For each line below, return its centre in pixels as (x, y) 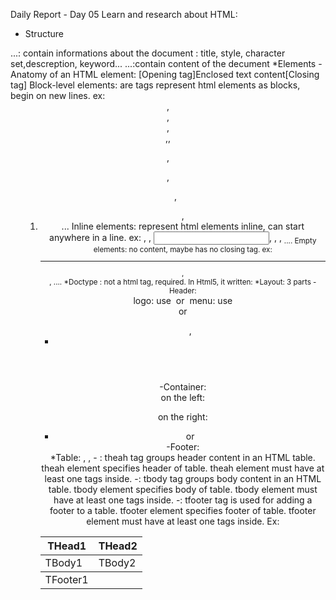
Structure (44, 33)
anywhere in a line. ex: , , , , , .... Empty (183, 239)
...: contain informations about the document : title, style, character (148, 53)
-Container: (183, 387)
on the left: (183, 398)
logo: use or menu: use (183, 301)
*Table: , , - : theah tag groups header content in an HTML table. (182, 458)
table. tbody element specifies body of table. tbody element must (183, 490)
